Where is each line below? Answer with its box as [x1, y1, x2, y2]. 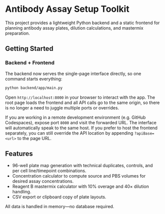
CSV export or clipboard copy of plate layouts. [12, 194, 107, 200]
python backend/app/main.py [5, 85, 63, 90]
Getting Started [5, 44, 54, 53]
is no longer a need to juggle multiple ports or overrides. [5, 105, 119, 110]
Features [5, 149, 33, 158]
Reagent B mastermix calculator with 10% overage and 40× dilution [12, 183, 149, 189]
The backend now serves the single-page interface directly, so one [5, 71, 141, 76]
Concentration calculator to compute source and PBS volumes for [12, 173, 146, 179]
